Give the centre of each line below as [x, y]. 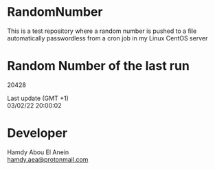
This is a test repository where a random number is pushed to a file [102, 31]
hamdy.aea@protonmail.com [48, 159]
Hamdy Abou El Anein [38, 152]
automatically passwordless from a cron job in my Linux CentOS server [107, 38]
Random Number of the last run [99, 66]
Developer [37, 133]
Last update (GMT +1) [38, 98]
